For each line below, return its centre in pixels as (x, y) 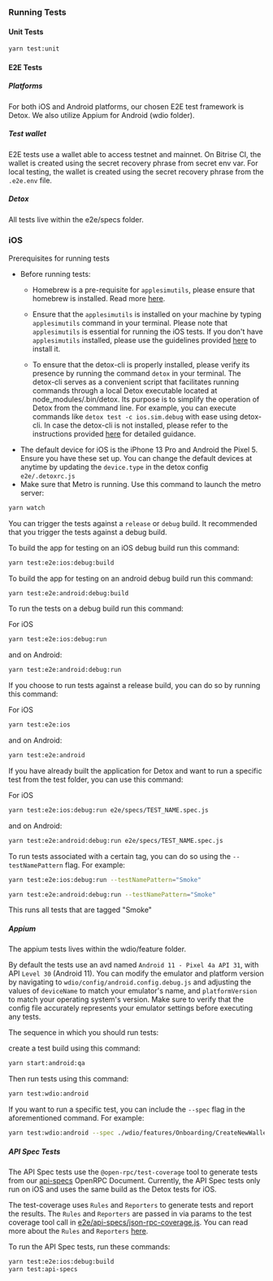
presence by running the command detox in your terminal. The (136, 373)
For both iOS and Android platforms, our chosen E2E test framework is (126, 106)
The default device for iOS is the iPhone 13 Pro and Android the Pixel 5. (139, 450)
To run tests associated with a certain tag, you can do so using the (120, 856)
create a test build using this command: (74, 1048)
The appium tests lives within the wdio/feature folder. (97, 949)
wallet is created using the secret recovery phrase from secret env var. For (133, 163)
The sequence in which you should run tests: (84, 1033)
